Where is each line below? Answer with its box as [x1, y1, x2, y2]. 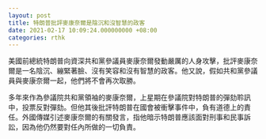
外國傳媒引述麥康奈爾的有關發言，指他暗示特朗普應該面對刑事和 [21, 112, 230, 122]
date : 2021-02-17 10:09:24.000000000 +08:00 [8, 26, 158, 34]
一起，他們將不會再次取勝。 [49, 76, 140, 85]
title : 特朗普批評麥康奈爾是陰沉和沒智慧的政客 [8, 19, 146, 27]
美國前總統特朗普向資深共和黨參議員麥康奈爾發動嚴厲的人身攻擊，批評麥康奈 [8, 56, 258, 66]
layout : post [8, 11, 51, 20]
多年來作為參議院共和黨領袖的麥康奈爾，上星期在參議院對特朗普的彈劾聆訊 [8, 92, 251, 103]
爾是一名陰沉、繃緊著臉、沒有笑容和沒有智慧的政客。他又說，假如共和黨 [8, 66, 244, 76]
